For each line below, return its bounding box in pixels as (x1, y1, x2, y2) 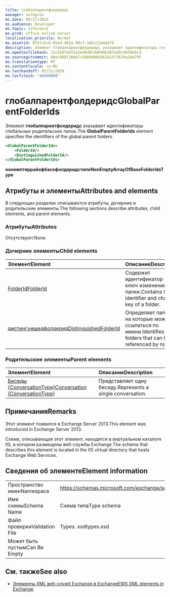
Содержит (124, 269, 151, 276)
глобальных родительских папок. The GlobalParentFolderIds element (5, 128, 153, 134)
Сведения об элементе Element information (5, 467, 148, 475)
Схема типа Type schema (60, 502, 121, 509)
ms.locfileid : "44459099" (5, 73, 60, 78)
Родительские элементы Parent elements (5, 355, 112, 363)
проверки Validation (8, 523, 55, 530)
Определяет (124, 309, 155, 316)
